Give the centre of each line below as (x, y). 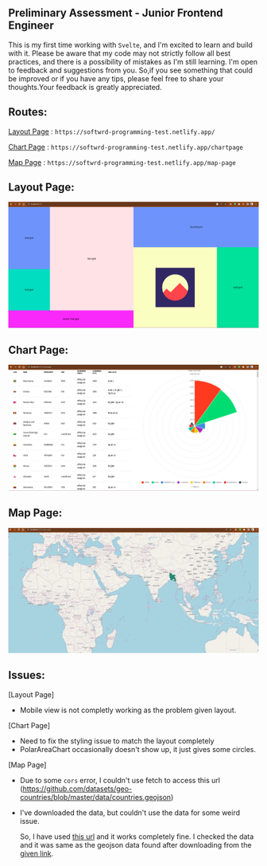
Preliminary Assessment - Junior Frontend (116, 13)
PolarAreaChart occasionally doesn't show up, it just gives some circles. (138, 749)
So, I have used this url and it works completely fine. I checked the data (137, 837)
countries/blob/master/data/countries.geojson (95, 797)
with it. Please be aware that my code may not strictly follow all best (120, 53)
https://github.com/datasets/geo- (77, 789)
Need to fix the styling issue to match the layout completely (117, 741)
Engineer (31, 26)
